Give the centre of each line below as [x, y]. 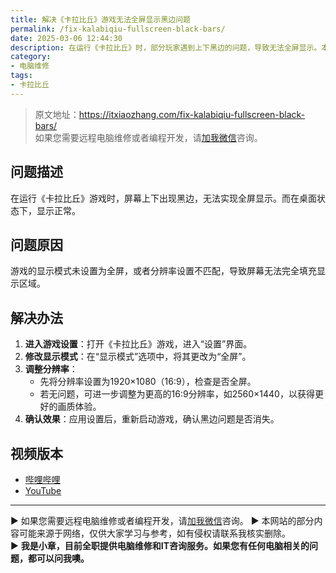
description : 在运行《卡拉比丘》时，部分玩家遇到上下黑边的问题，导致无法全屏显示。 [166, 47]
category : [31, 57]
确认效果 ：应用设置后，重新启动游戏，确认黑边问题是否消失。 [152, 419]
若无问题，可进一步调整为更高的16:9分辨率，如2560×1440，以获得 [177, 394]
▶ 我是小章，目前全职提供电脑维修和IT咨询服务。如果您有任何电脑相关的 [160, 545]
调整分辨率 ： [51, 369]
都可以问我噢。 [58, 558]
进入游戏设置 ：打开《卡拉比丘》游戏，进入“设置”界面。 [138, 344]
